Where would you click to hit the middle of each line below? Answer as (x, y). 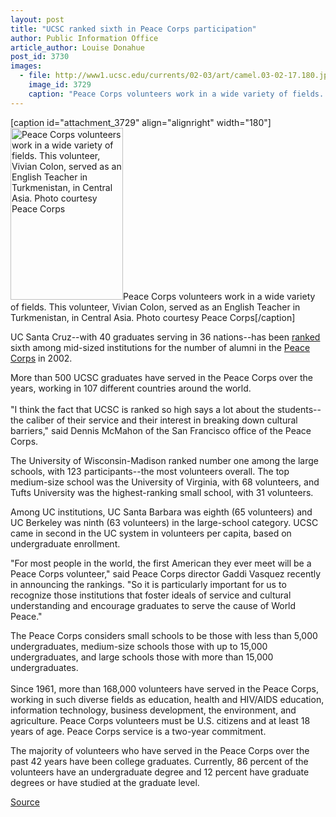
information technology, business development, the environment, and (153, 710)
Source (25, 802)
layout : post (37, 19)
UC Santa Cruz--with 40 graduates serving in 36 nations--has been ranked (165, 337)
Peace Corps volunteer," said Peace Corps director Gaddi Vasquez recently (166, 573)
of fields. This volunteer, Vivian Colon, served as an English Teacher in (155, 307)
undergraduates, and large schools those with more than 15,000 (142, 657)
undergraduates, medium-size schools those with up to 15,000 (139, 646)
